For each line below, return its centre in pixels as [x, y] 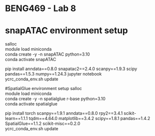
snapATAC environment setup [67, 31]
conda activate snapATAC [31, 60]
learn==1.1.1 [16, 119]
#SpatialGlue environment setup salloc [44, 89]
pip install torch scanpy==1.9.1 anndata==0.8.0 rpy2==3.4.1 [64, 113]
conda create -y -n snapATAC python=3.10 [47, 54]
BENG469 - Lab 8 [41, 8]
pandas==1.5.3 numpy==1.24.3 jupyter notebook [53, 74]
